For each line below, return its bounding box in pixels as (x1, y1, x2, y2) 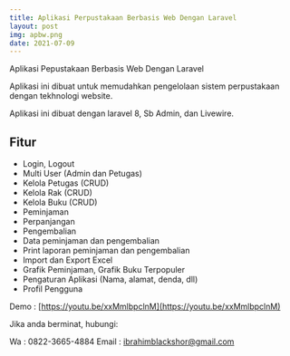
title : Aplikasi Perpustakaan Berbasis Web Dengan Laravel (9, 13, 237, 23)
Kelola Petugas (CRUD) (22, 178, 110, 188)
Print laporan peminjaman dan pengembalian (22, 245, 190, 256)
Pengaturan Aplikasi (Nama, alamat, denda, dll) (22, 274, 198, 285)
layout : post (9, 22, 59, 31)
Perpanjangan (22, 216, 75, 227)
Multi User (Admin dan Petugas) (22, 168, 143, 179)
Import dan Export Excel (22, 255, 113, 265)
